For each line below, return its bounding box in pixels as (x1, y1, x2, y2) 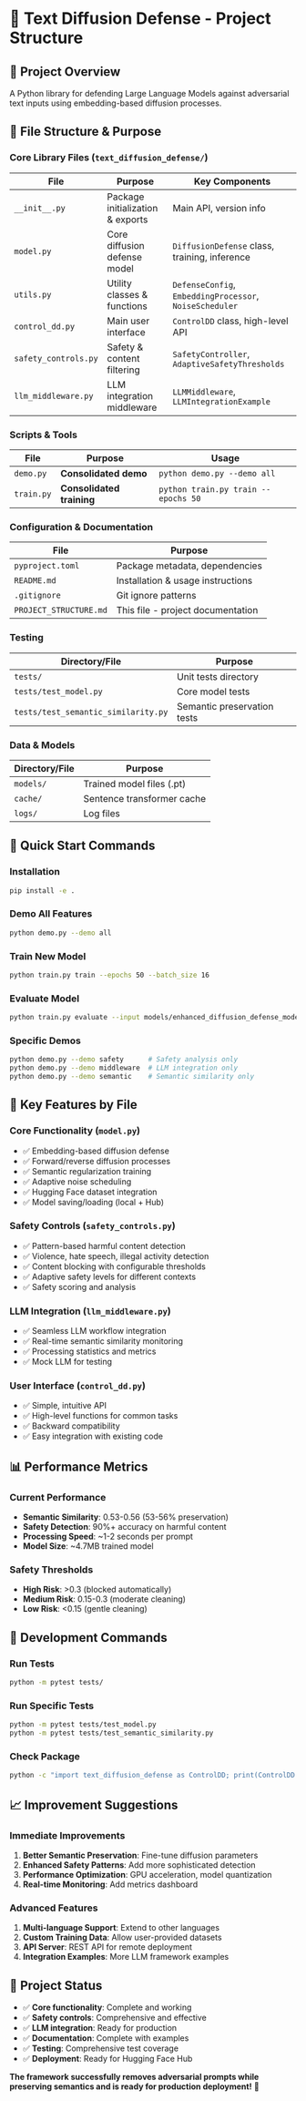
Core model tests (177, 685, 250, 698)
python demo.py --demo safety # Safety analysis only (9, 1055, 239, 1064)
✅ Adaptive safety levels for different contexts (22, 1271, 197, 1282)
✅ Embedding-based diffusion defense (22, 1145, 170, 1156)
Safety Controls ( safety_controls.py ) (9, 1220, 176, 1233)
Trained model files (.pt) (83, 777, 187, 790)
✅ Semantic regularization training (22, 1165, 152, 1176)
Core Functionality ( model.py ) (9, 1124, 141, 1137)
